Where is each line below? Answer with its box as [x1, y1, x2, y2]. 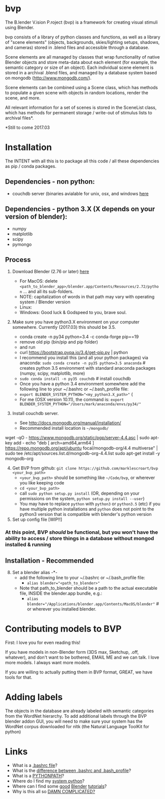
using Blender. [5, 24, 34, 30]
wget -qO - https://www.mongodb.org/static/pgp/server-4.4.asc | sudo [5, 435, 150, 441]
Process [5, 256, 31, 264]
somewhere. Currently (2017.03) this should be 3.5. [12, 324, 116, 330]
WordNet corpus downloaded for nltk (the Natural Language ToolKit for [5, 723, 149, 729]
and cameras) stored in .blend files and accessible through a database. [5, 44, 149, 50]
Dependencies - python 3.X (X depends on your [5, 205, 155, 213]
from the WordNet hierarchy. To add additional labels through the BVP [5, 713, 147, 719]
